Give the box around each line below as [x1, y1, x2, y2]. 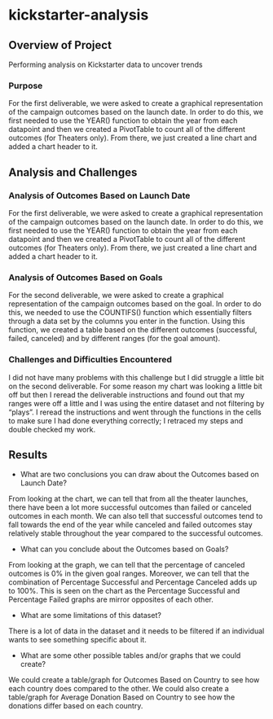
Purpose [8, 80, 43, 91]
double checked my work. [8, 424, 96, 434]
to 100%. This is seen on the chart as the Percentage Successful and [8, 586, 240, 596]
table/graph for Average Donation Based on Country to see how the [8, 692, 236, 702]
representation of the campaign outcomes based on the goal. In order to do [8, 299, 262, 309]
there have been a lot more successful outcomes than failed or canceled [8, 502, 252, 512]
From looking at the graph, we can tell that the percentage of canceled [8, 560, 245, 570]
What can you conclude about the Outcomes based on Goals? [20, 544, 229, 555]
